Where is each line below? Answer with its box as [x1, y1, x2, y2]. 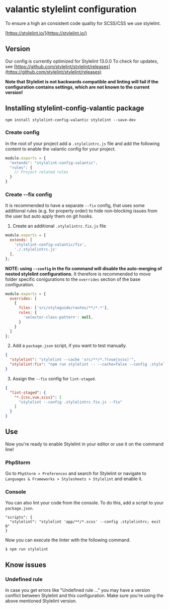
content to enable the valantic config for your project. [5, 145, 116, 152]
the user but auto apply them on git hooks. [5, 213, 94, 219]
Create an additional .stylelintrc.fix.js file [12, 223, 107, 229]
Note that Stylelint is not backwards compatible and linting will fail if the [5, 78, 158, 84]
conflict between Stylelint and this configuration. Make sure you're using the [5, 592, 163, 599]
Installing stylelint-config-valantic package [5, 104, 144, 113]
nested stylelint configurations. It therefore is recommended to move [5, 271, 151, 277]
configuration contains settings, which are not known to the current [5, 84, 150, 90]
